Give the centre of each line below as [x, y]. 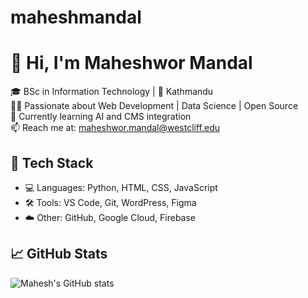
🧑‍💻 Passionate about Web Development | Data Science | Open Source [154, 106]
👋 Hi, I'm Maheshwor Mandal [131, 63]
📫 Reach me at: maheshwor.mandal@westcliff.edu [115, 128]
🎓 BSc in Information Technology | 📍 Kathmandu [112, 92]
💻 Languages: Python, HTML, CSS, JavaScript [121, 187]
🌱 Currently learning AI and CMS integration [101, 117]
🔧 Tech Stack [52, 162]
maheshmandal [76, 17]
